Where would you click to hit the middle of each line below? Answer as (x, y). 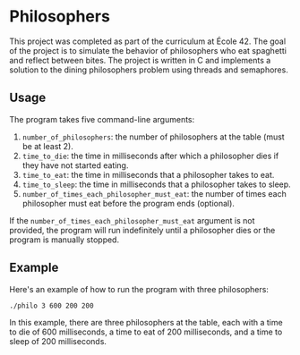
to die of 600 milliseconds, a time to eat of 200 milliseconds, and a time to (146, 332)
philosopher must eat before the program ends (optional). (129, 203)
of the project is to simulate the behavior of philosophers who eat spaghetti (148, 50)
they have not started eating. (75, 165)
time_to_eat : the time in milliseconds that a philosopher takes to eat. (148, 174)
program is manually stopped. (64, 240)
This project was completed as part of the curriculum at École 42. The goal (148, 41)
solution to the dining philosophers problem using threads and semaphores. (149, 70)
